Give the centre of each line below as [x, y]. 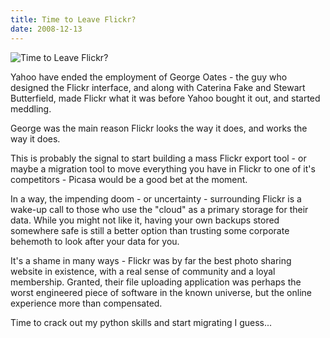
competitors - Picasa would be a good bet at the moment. [129, 179]
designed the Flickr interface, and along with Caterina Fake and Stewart [158, 87]
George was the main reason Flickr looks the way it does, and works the [159, 128]
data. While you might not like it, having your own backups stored [145, 220]
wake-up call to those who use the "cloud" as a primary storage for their [159, 209]
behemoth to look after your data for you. [95, 241]
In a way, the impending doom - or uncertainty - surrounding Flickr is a [156, 198]
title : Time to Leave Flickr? [73, 19]
